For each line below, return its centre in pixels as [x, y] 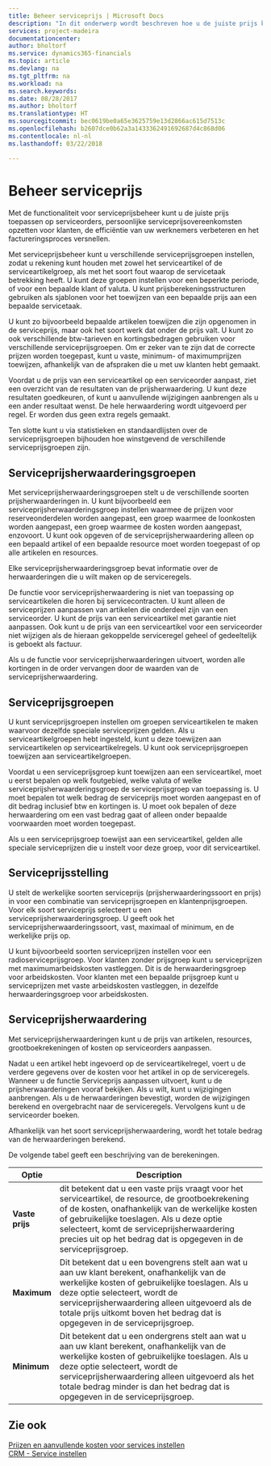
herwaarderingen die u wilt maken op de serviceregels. [100, 577]
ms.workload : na [35, 83]
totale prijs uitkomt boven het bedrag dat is [140, 1312]
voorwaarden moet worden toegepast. [72, 824]
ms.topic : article [39, 61]
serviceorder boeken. [44, 1115]
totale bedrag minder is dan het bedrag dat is [144, 1386]
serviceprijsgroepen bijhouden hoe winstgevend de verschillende [117, 439]
